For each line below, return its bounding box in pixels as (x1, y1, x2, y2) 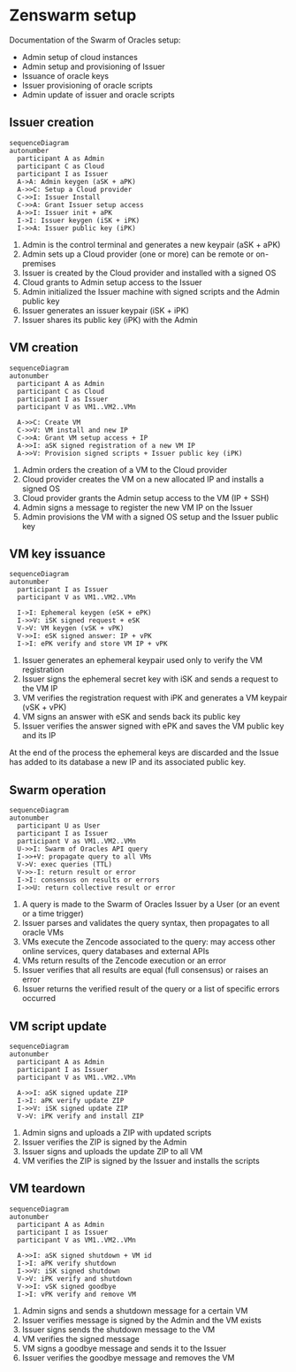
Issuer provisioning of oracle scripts (21, 80, 153, 90)
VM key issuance (9, 546, 106, 561)
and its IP (21, 730, 57, 741)
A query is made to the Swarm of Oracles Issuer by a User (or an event (21, 899, 280, 910)
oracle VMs (21, 927, 65, 938)
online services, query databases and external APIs (21, 946, 209, 957)
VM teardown (9, 1181, 86, 1196)
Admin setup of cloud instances (21, 51, 139, 62)
